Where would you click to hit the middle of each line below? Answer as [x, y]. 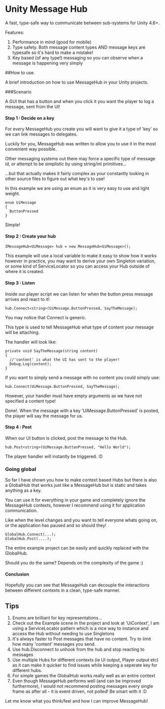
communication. [21, 511]
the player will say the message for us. [44, 416]
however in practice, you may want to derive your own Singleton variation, [81, 261]
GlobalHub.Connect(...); [31, 535]
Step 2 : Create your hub [31, 236]
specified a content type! [31, 401]
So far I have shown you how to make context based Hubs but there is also [81, 480]
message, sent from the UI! [33, 106]
